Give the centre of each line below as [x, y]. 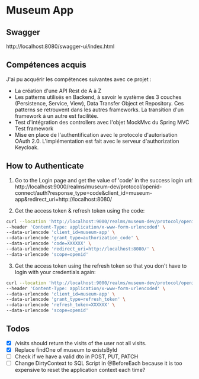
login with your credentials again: [55, 272]
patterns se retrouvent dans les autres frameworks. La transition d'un [99, 110]
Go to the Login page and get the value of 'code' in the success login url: [104, 180]
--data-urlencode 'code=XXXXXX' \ [49, 243]
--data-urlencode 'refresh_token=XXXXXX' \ [61, 305]
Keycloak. [27, 147]
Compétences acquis [46, 65]
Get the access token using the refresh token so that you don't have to [101, 266]
